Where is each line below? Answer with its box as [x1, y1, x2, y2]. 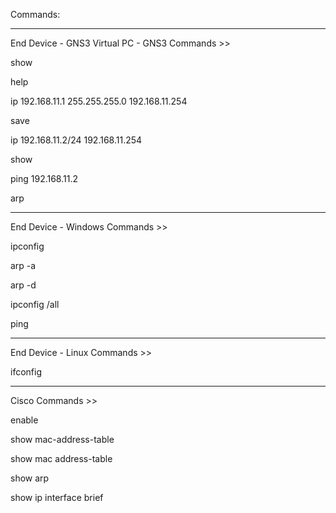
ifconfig [10, 366, 42, 378]
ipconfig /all [10, 299, 60, 310]
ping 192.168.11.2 [10, 173, 79, 184]
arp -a [10, 260, 37, 271]
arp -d [10, 279, 37, 291]
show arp [10, 472, 50, 484]
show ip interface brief [10, 492, 104, 503]
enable [10, 414, 39, 426]
